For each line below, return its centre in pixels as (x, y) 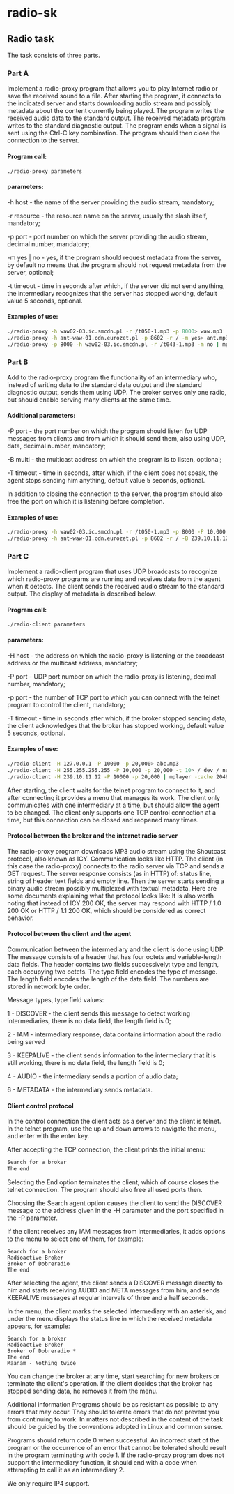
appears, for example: (39, 1326)
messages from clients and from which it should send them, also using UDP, (117, 439)
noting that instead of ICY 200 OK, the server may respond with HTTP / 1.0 (114, 903)
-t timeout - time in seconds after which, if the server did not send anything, (116, 286)
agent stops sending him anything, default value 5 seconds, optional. (106, 481)
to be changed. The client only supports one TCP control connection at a (112, 812)
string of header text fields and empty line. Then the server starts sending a (116, 881)
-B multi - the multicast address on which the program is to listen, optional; (115, 460)
